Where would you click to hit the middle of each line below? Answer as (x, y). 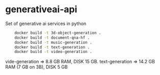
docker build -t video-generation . (54, 52)
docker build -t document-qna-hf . (52, 37)
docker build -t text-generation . (52, 47)
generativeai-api (41, 9)
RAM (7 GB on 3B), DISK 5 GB (36, 67)
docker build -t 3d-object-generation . (58, 33)
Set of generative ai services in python (46, 23)
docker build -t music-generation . (54, 42)
